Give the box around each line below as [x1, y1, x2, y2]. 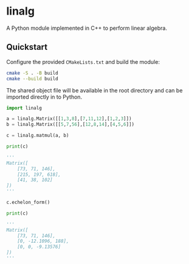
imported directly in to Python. [6, 93, 83, 100]
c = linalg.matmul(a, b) [6, 133, 69, 139]
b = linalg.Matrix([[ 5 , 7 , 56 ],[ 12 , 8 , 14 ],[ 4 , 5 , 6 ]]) [6, 122, 135, 128]
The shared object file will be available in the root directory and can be [6, 86, 183, 94]
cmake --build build [6, 75, 59, 82]
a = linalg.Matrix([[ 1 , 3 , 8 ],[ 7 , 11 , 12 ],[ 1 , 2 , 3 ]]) [6, 116, 132, 122]
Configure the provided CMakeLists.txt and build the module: [6, 58, 160, 65]
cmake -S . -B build [6, 70, 59, 76]
